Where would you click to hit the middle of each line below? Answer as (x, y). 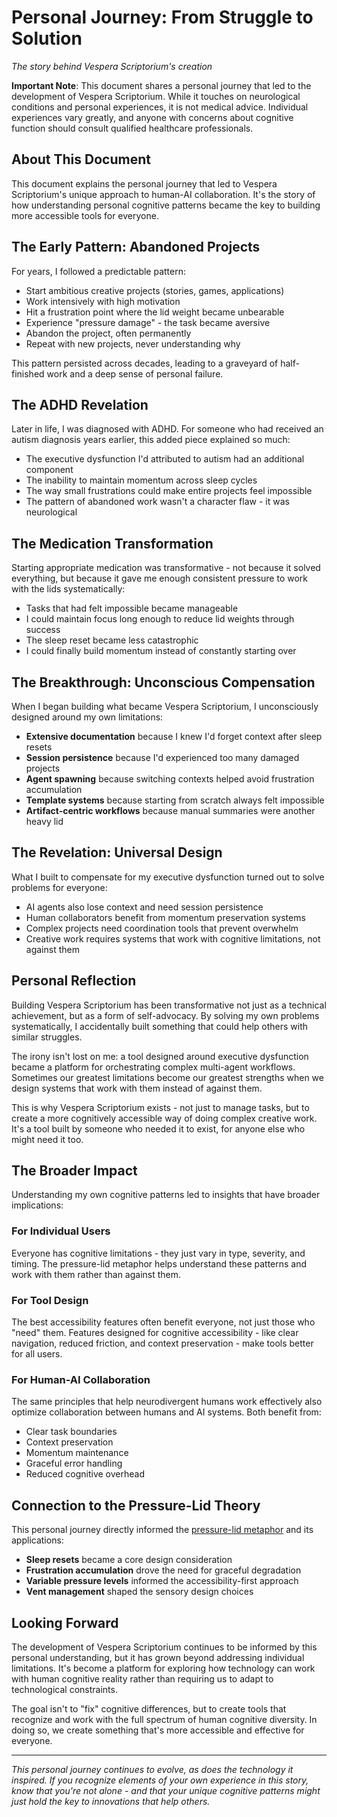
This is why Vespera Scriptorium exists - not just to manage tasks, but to (160, 1107)
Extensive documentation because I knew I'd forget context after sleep (174, 736)
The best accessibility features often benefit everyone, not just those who (163, 1322)
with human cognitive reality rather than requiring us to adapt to (142, 1678)
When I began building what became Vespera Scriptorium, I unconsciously (165, 706)
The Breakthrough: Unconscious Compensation (163, 682)
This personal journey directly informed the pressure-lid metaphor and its (162, 1530)
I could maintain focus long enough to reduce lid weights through (160, 619)
